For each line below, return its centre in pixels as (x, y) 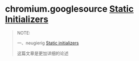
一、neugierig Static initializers (48, 43)
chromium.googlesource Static (69, 9)
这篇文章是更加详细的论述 (43, 53)
